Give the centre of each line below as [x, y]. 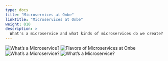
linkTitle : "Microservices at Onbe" [44, 19]
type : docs [17, 10]
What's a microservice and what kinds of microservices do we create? [87, 34]
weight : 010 [18, 24]
